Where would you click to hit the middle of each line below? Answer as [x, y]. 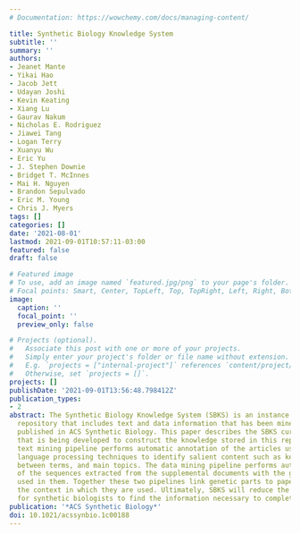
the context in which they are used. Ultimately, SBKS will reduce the [154, 490]
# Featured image [42, 275]
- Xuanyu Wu [31, 150]
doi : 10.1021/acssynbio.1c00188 [69, 515]
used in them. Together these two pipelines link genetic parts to [146, 482]
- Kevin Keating [39, 100]
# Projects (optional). [54, 341]
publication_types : [46, 399]
